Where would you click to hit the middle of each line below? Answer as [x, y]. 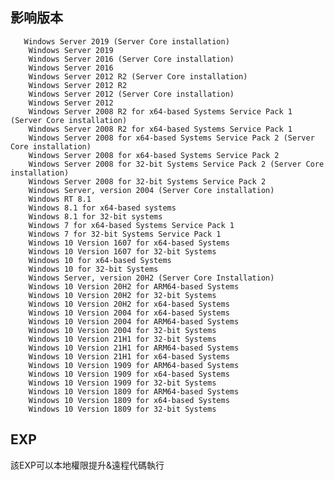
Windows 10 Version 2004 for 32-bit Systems [122, 330]
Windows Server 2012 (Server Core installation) [131, 94]
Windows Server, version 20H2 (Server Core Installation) [151, 278]
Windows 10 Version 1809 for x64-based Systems [129, 400]
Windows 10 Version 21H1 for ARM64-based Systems [134, 348]
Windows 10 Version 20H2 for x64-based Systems [129, 304]
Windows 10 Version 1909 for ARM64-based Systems [134, 365]
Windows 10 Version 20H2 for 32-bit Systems [122, 295]
